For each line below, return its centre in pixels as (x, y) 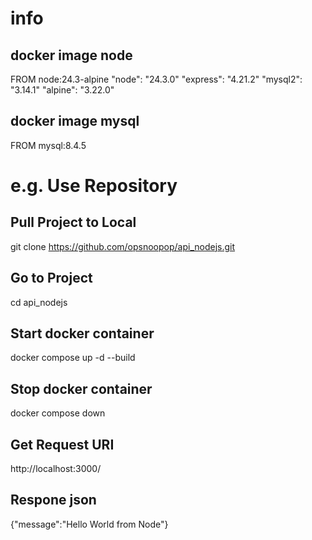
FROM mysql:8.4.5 (48, 145)
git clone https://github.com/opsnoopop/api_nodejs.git (123, 246)
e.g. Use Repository (94, 186)
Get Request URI (62, 444)
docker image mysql (75, 121)
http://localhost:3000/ (56, 469)
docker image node (71, 55)
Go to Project (51, 278)
